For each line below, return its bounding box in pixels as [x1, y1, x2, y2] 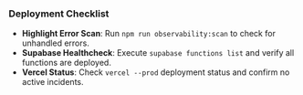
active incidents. [21, 77, 84, 88]
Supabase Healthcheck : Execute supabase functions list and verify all [21, 47, 295, 58]
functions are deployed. [21, 58, 111, 69]
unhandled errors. [21, 37, 90, 48]
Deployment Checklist [8, 7, 110, 20]
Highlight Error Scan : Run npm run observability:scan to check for [21, 28, 276, 39]
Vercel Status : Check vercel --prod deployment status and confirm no [21, 67, 290, 78]
